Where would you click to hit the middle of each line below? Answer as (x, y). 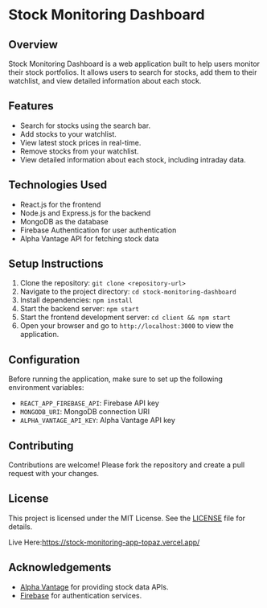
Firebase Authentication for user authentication (98, 230)
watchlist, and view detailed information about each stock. (105, 81)
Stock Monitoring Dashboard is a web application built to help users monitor (134, 64)
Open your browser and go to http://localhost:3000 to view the (127, 326)
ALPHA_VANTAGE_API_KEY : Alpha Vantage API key (97, 421)
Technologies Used (58, 185)
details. (21, 526)
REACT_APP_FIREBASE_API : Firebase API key (89, 403)
